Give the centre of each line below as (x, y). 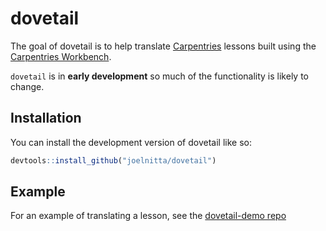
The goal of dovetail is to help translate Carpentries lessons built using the (163, 46)
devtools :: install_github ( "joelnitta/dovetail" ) (113, 160)
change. (27, 86)
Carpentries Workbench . (61, 56)
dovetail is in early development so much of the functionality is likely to (159, 76)
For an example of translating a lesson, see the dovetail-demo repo (148, 216)
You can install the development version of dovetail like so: (131, 142)
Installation (46, 118)
